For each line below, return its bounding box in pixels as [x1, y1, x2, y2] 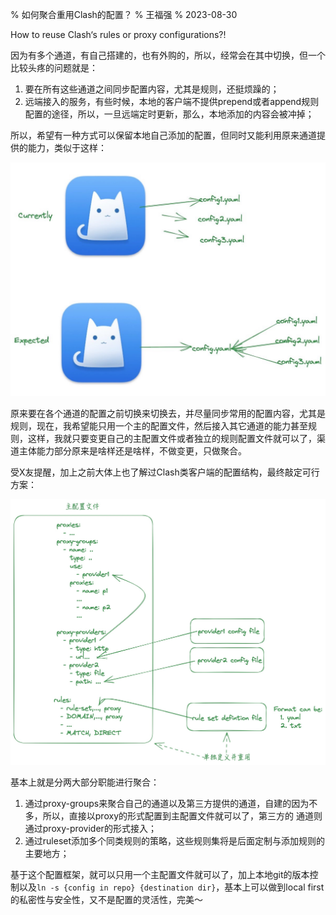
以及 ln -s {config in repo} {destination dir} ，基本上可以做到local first [18, 881, 325, 893]
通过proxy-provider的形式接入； [24, 822, 157, 834]
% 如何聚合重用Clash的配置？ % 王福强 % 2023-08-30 [10, 9, 238, 20]
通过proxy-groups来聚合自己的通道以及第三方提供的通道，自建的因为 [24, 797, 310, 809]
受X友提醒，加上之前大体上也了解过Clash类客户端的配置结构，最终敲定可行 [10, 466, 320, 478]
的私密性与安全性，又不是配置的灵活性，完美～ [10, 893, 203, 905]
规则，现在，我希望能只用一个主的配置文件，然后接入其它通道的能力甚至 [10, 420, 308, 432]
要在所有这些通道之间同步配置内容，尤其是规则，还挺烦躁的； [24, 83, 280, 95]
